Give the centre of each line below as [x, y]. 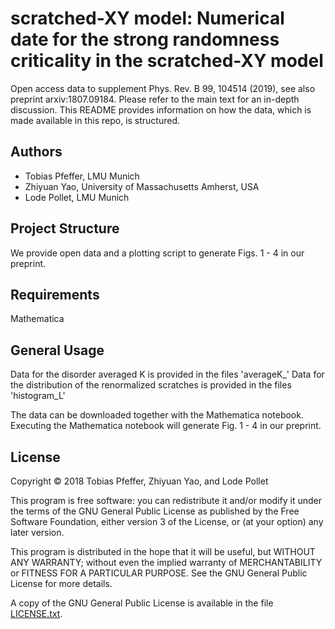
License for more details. [61, 583]
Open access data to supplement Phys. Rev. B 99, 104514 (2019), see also [163, 88]
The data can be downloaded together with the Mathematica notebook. [157, 415]
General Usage [57, 350]
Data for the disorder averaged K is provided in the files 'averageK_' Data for [167, 374]
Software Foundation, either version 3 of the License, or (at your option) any [167, 521]
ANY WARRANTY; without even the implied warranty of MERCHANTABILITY [166, 562]
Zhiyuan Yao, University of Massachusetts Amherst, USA [142, 186]
